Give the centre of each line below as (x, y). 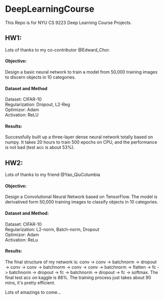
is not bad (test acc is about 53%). (40, 148)
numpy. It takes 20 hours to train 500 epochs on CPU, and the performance (81, 142)
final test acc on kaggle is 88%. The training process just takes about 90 (78, 277)
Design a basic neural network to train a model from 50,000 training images (81, 72)
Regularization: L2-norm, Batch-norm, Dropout (52, 229)
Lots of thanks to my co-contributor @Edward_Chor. (58, 50)
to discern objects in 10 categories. (40, 77)
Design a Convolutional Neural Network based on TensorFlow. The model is (81, 197)
